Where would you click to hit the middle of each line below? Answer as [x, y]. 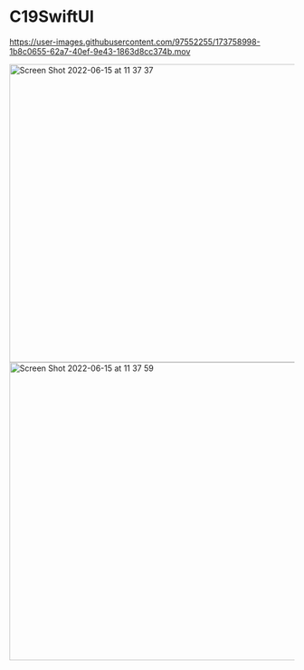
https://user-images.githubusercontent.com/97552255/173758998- [135, 42]
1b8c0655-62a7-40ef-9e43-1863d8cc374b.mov [100, 51]
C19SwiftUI [52, 17]
